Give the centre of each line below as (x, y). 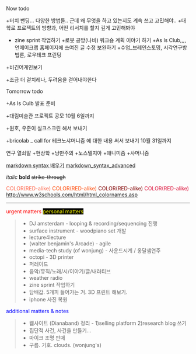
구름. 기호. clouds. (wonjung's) (65, 345)
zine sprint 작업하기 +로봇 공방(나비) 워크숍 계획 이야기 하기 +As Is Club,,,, (100, 40)
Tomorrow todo (24, 91)
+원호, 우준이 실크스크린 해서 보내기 (47, 128)
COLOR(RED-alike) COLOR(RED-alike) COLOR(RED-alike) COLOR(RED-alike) (98, 188)
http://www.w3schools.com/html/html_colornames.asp (72, 195)
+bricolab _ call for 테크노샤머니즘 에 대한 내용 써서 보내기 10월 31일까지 (89, 140)
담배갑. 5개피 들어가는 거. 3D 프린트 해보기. (78, 292)
